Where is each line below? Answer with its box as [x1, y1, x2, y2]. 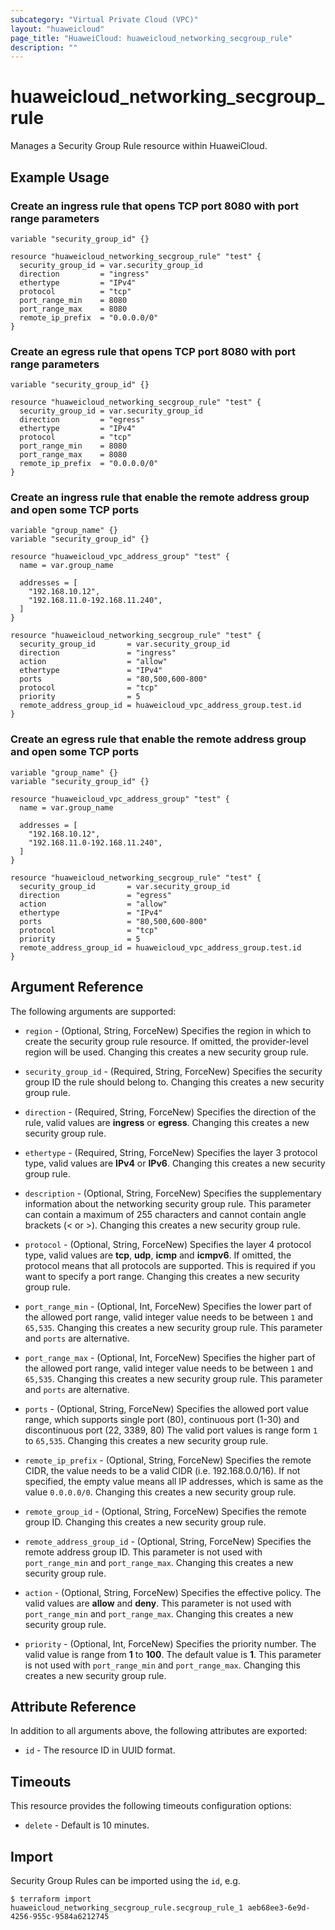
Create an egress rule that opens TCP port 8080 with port [10, 344, 297, 358]
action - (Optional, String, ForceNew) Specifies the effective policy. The [24, 1586, 322, 1598]
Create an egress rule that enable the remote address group [10, 732, 307, 746]
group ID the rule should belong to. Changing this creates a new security [24, 1076, 325, 1088]
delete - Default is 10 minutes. [24, 1819, 150, 1831]
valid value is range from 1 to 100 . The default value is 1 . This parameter [24, 1648, 322, 1660]
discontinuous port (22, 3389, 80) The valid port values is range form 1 [24, 1424, 318, 1436]
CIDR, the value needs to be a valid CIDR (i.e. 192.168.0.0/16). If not [24, 1464, 301, 1476]
